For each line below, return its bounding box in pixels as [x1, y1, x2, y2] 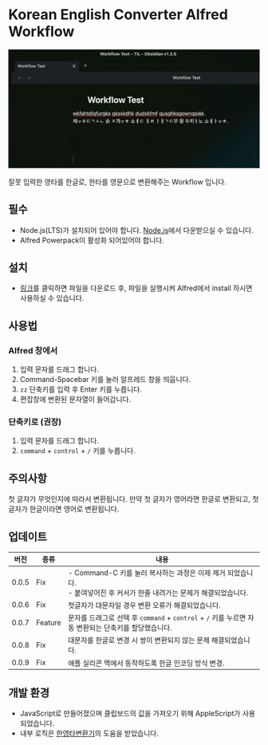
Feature [35, 617, 61, 627]
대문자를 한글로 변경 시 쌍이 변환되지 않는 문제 [67, 636, 210, 645]
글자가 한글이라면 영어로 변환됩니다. [8, 504, 120, 514]
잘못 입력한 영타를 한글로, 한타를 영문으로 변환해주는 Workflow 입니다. [8, 177, 227, 187]
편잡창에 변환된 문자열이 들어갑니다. [19, 395, 132, 404]
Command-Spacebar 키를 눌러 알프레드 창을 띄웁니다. [19, 375, 191, 384]
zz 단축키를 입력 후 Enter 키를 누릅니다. [19, 384, 142, 394]
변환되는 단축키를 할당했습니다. [76, 623, 172, 633]
